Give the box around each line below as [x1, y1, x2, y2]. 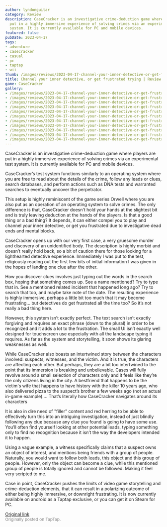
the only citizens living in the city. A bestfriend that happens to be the [5, 378, 148, 384]
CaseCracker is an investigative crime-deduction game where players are [5, 150, 156, 157]
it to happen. [5, 435, 31, 441]
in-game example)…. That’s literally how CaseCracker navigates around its [5, 394, 158, 400]
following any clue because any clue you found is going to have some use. [5, 419, 158, 425]
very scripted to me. [5, 471, 47, 477]
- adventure [5, 44, 30, 49]
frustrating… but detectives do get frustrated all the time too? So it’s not [5, 300, 152, 306]
